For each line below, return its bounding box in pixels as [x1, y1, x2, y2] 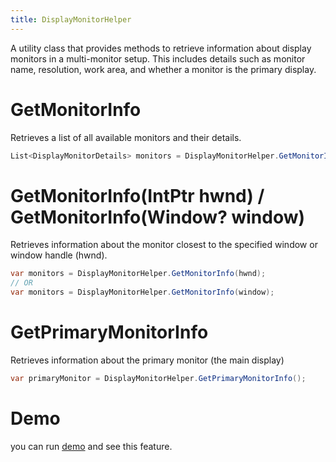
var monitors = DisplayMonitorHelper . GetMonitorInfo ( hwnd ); [10, 269, 267, 279]
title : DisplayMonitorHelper [10, 14, 132, 25]
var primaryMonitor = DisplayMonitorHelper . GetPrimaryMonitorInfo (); [10, 373, 307, 383]
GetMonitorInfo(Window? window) [10, 206, 306, 228]
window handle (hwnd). [10, 249, 108, 261]
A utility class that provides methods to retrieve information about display [10, 42, 312, 54]
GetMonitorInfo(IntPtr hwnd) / [10, 184, 265, 207]
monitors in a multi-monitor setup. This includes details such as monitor [10, 52, 306, 65]
